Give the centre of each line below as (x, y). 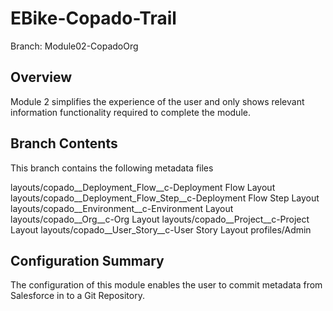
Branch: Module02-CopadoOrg (74, 46)
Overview (41, 77)
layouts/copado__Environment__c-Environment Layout (122, 208)
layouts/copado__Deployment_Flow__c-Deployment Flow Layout (143, 187)
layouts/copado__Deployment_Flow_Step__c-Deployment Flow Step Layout (165, 198)
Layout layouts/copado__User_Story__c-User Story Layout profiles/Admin (161, 229)
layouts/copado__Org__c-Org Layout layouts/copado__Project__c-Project (160, 219)
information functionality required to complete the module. (130, 112)
